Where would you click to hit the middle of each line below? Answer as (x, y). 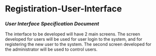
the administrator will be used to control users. (51, 49)
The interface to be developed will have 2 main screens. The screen (73, 34)
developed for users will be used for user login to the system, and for (74, 39)
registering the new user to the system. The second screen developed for (78, 45)
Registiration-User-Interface (64, 9)
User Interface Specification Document (52, 24)
